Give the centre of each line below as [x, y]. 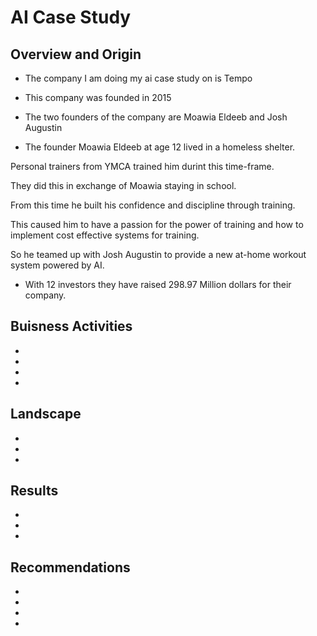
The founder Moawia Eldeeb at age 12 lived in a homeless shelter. [160, 147]
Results [34, 491]
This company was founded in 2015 [98, 97]
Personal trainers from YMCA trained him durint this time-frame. [142, 166]
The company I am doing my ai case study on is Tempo [138, 78]
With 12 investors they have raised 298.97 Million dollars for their [158, 284]
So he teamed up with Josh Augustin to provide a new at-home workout [158, 254]
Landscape [46, 414]
